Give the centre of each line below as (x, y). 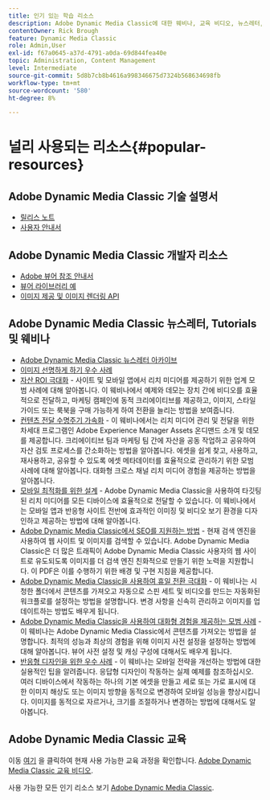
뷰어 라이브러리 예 (48, 286)
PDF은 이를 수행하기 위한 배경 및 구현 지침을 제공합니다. (126, 571)
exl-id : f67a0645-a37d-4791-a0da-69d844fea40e (88, 53)
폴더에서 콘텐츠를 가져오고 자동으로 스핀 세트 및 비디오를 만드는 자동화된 (148, 591)
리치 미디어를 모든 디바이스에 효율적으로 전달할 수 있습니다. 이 (125, 500)
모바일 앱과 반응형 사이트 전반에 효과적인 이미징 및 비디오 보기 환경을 (136, 511)
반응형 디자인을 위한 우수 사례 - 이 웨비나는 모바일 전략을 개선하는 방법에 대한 (140, 661)
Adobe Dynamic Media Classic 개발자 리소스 (118, 255)
